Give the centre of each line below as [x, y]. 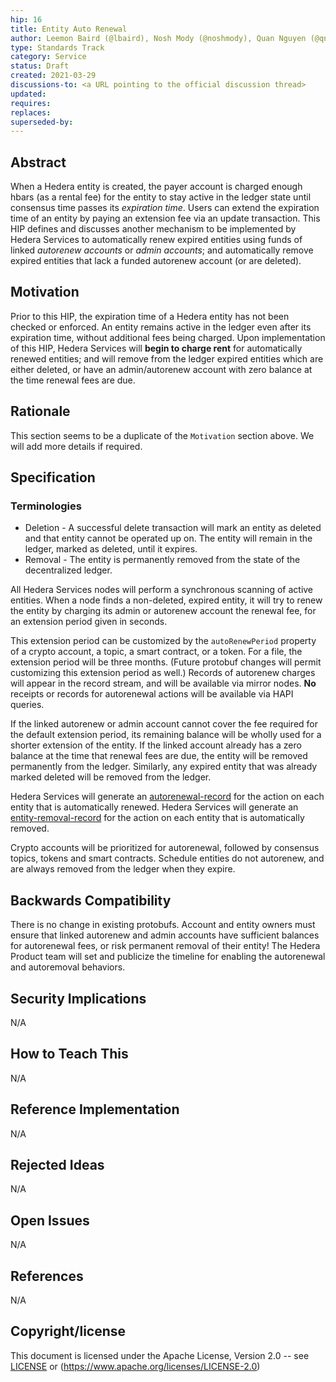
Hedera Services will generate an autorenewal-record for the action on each [167, 797]
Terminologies [46, 506]
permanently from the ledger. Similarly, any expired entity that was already [164, 767]
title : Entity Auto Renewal [69, 29]
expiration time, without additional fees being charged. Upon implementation [168, 337]
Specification [53, 477]
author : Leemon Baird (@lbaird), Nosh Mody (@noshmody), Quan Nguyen [158, 38]
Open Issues [50, 1220]
